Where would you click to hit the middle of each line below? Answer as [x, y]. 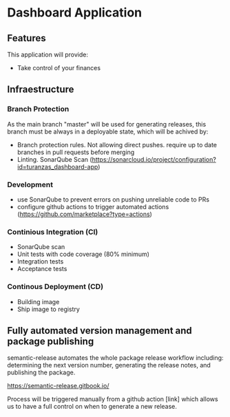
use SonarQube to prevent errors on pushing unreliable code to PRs [113, 199]
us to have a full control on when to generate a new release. [92, 407]
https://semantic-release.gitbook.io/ [58, 386]
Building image [38, 301]
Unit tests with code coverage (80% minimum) [83, 254]
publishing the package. [41, 372]
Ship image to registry [49, 309]
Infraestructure [41, 90]
